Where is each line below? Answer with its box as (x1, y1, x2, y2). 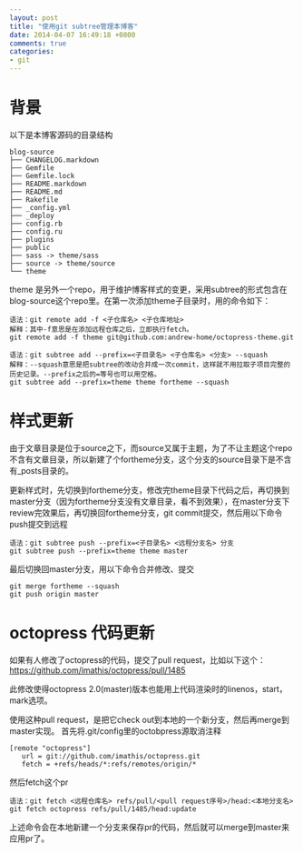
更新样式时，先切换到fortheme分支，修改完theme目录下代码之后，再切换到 (9, 484, 290, 496)
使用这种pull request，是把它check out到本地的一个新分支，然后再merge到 (9, 714, 290, 725)
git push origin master (9, 589, 100, 598)
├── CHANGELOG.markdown (9, 156, 100, 165)
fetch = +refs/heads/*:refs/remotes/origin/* (21, 759, 197, 768)
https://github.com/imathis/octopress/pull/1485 (9, 665, 186, 676)
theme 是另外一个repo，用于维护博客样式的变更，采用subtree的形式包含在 (9, 284, 288, 295)
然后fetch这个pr (9, 777, 69, 788)
